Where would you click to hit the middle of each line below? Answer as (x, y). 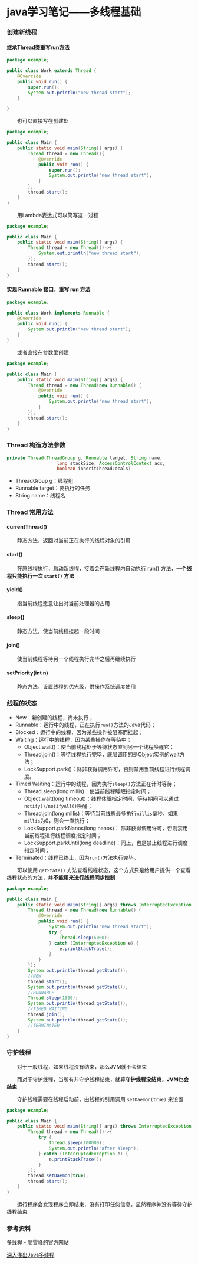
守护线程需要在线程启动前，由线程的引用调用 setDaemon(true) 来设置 (100, 1099)
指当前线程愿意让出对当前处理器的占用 (64, 603)
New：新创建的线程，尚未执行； (54, 717)
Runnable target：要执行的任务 (53, 488)
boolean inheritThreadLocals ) (94, 469)
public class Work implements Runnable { (58, 313)
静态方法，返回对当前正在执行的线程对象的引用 (74, 541)
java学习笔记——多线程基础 (74, 12)
